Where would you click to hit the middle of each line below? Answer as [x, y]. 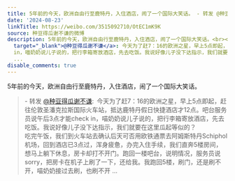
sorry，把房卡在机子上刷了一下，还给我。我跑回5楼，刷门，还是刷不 [123, 162]
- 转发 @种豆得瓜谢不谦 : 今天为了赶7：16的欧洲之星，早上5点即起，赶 [126, 101]
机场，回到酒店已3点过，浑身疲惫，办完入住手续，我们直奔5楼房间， [123, 144]
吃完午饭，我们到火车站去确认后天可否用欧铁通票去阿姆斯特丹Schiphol [126, 136]
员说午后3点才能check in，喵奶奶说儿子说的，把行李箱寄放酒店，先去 [124, 118]
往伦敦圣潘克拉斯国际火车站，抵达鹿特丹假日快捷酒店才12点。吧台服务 [126, 109]
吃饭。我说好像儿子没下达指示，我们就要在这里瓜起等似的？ [110, 127]
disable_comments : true [42, 65]
